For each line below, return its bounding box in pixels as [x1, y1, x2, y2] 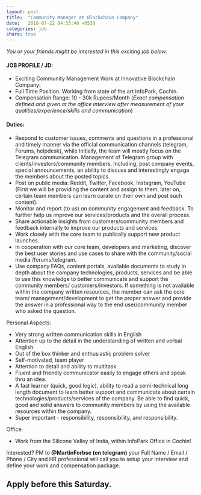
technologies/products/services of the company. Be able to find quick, [14, 394, 190, 402]
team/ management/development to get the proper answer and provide [14, 294, 192, 301]
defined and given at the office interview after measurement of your [14, 101, 185, 108]
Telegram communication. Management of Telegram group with [14, 153, 173, 160]
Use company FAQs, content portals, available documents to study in [14, 262, 187, 270]
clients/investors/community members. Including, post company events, [14, 160, 194, 167]
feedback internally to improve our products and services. [14, 224, 159, 231]
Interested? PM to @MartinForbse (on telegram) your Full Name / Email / [6, 449, 188, 456]
